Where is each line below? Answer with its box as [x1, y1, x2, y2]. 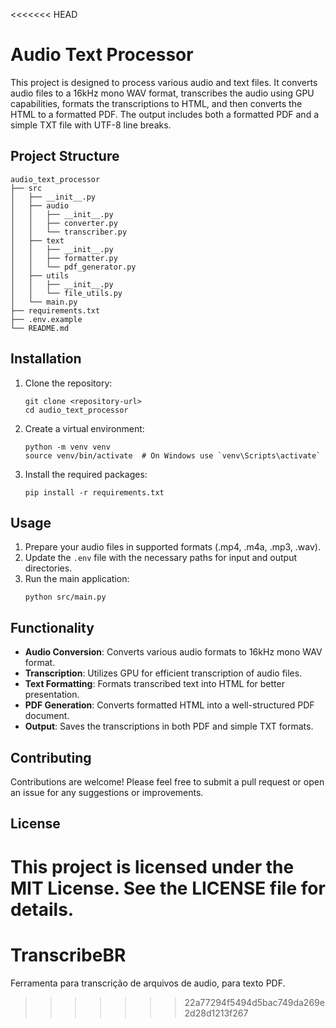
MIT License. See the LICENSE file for [10, 877, 326, 899]
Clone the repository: [24, 377, 113, 389]
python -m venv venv [24, 442, 111, 452]
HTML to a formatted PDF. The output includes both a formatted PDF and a [10, 108, 320, 120]
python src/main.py [24, 592, 107, 603]
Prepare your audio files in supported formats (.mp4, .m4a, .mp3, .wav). [24, 541, 321, 553]
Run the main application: [24, 573, 130, 585]
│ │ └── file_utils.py [10, 288, 123, 298]
